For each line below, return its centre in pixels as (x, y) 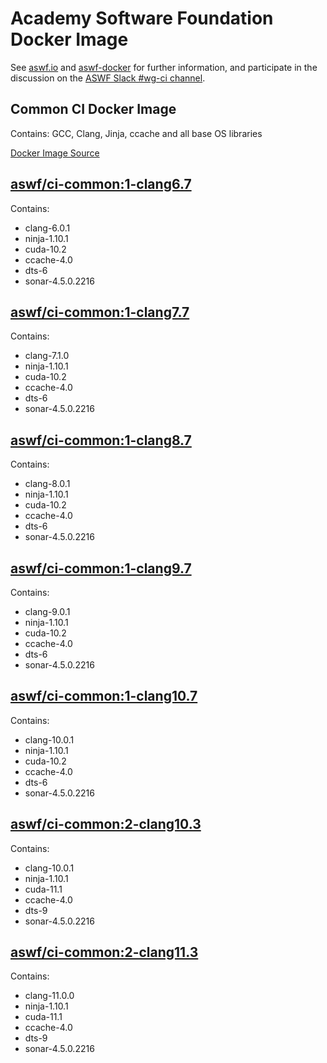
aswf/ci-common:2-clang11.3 (104, 952)
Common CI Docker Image (93, 109)
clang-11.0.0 (49, 996)
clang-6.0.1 (47, 228)
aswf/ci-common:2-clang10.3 (106, 824)
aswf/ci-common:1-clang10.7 (104, 696)
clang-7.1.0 (47, 356)
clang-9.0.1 (47, 611)
